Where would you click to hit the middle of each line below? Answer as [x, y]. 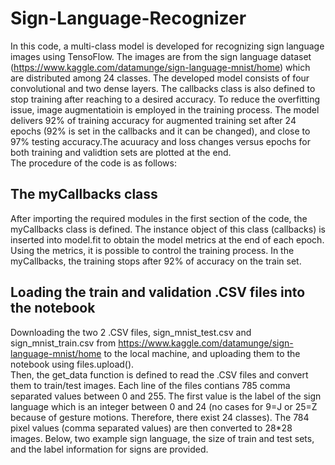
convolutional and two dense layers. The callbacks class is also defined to [163, 88]
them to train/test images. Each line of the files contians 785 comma [150, 385]
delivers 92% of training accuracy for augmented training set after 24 [153, 120]
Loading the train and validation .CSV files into [158, 292]
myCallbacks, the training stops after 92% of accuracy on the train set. [156, 261]
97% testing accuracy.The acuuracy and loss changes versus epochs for [160, 141]
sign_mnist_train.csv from [63, 343]
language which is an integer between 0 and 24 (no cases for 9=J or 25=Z [164, 406]
